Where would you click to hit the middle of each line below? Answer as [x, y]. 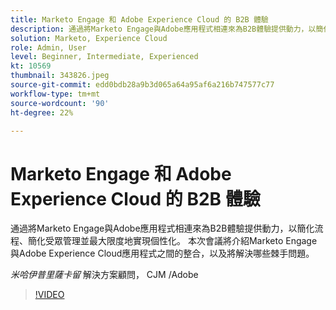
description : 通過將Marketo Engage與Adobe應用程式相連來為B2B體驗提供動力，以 [163, 29]
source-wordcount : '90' [60, 103]
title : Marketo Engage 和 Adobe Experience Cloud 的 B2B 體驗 [139, 19]
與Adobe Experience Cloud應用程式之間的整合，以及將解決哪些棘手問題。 [162, 253]
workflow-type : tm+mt [55, 94]
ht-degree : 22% [42, 112]
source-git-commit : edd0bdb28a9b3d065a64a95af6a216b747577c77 [142, 85]
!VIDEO [49, 295]
